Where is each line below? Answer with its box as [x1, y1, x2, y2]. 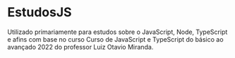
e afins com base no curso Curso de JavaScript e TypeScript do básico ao [7, 35, 224, 43]
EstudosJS [7, 4, 72, 21]
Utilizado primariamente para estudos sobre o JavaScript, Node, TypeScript [7, 28, 228, 36]
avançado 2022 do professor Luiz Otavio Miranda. [7, 42, 154, 51]
